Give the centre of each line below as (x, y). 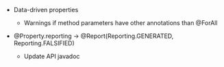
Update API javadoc (52, 56)
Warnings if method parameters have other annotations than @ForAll (121, 23)
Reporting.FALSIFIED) (44, 43)
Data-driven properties (46, 10)
